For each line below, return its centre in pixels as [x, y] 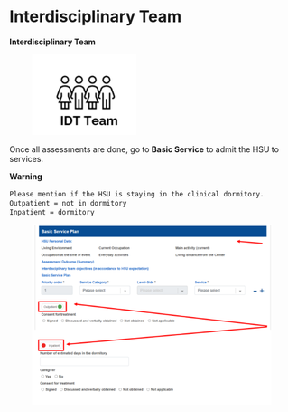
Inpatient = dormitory [52, 212]
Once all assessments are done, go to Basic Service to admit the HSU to [144, 149]
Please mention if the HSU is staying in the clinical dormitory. [137, 194]
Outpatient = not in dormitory [68, 203]
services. [26, 158]
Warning [26, 176]
